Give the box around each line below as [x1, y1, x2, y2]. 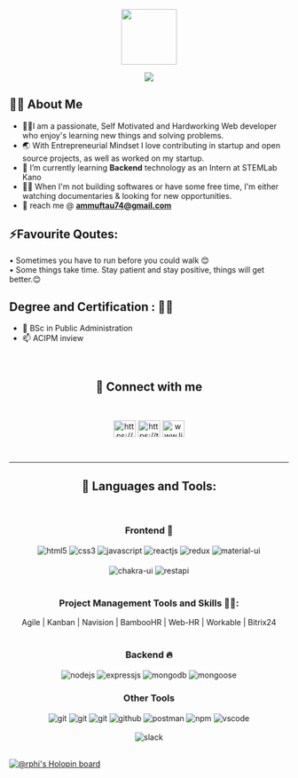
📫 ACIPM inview [21, 333, 84, 344]
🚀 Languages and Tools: [81, 479, 217, 494]
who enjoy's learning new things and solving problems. [21, 130, 224, 140]
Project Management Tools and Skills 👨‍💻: [59, 597, 239, 609]
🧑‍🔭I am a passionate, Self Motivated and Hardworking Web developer [21, 120, 278, 131]
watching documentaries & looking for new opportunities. [21, 190, 232, 201]
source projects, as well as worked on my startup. [21, 153, 205, 163]
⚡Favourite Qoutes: [9, 226, 118, 242]
